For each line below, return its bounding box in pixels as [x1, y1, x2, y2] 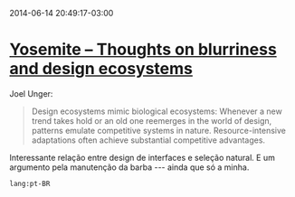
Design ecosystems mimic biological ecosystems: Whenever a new [31, 106, 282, 117]
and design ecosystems [9, 59, 193, 80]
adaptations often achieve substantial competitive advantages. [31, 135, 265, 145]
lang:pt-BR [9, 179, 51, 188]
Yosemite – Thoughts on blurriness [9, 40, 278, 60]
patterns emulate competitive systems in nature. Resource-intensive [31, 125, 287, 136]
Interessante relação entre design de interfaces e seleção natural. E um [9, 152, 276, 163]
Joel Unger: [9, 88, 53, 98]
